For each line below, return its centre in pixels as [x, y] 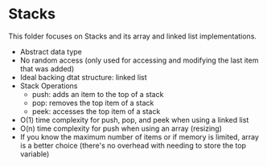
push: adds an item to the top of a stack [98, 94]
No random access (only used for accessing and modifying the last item [139, 60]
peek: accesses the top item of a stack [96, 111]
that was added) [47, 68]
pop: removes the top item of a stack [93, 103]
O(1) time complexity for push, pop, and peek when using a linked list [134, 119]
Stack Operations [49, 86]
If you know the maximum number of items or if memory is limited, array [140, 136]
